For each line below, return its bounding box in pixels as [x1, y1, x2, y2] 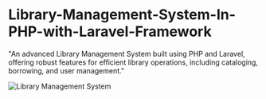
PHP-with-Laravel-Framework [8, 22, 213, 41]
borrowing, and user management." [8, 65, 125, 75]
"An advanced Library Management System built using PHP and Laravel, [8, 49, 245, 58]
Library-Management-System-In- [8, 6, 237, 24]
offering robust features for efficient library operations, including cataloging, [8, 57, 259, 67]
